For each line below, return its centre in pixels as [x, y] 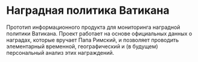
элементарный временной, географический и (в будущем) [82, 46]
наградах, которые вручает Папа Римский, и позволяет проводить [93, 40]
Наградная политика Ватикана [88, 11]
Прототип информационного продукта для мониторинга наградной [93, 27]
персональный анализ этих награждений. [60, 52]
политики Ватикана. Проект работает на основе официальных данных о [99, 33]
